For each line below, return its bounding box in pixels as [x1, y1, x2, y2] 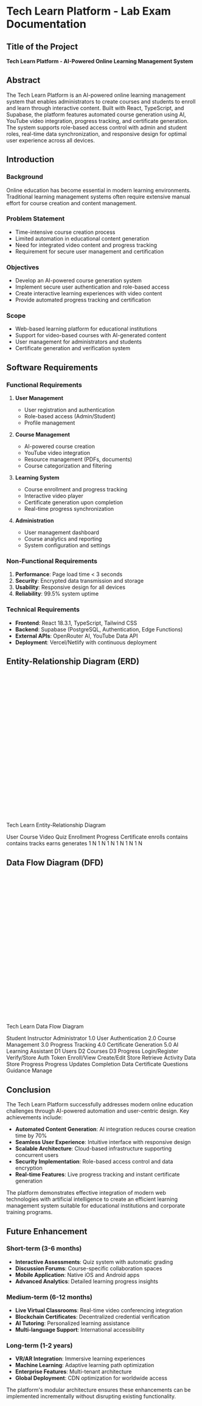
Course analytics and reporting [24, 535, 102, 543]
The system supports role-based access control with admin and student [6, 124, 187, 131]
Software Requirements [6, 362, 99, 373]
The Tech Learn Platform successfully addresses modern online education [6, 1101, 193, 1108]
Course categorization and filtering [24, 462, 112, 469]
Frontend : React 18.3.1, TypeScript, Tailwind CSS [15, 619, 138, 627]
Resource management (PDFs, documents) [24, 455, 133, 463]
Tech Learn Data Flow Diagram [6, 1023, 84, 1030]
